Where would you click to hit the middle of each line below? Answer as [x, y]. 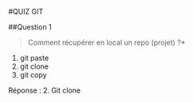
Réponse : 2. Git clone [45, 90]
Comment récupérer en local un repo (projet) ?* [106, 42]
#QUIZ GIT [26, 12]
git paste [34, 58]
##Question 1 [30, 27]
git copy [33, 75]
